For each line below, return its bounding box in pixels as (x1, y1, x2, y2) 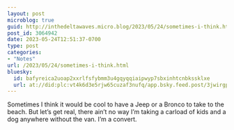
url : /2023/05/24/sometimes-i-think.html (7, 62, 130, 69)
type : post (7, 42, 39, 49)
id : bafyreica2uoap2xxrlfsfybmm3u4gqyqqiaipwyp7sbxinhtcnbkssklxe (13, 74, 210, 82)
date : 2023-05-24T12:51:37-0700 (7, 36, 101, 43)
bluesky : (7, 68, 33, 75)
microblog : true (7, 17, 54, 24)
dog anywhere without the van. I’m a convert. (7, 115, 137, 124)
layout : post (7, 10, 45, 17)
